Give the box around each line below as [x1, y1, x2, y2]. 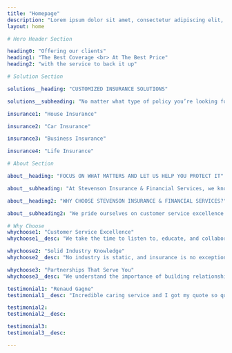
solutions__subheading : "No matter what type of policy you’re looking [7, 98, 217, 105]
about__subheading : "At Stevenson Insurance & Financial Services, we [7, 185, 215, 192]
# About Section [7, 160, 54, 168]
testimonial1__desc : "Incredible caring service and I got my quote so [7, 292, 217, 299]
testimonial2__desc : [7, 311, 67, 318]
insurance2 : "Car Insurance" [7, 123, 91, 130]
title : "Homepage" [7, 10, 60, 17]
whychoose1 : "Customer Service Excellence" [7, 229, 135, 236]
